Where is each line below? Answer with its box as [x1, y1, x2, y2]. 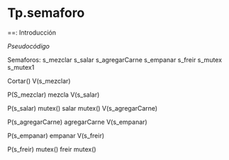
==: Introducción [7, 28, 57, 37]
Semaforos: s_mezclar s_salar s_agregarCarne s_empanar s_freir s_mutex [7, 55, 222, 64]
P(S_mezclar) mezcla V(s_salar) [7, 90, 100, 99]
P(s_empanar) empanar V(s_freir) [7, 131, 105, 140]
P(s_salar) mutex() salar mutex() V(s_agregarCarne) [7, 104, 158, 112]
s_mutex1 [7, 63, 35, 71]
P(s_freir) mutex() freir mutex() [7, 144, 97, 153]
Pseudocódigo [7, 42, 50, 50]
